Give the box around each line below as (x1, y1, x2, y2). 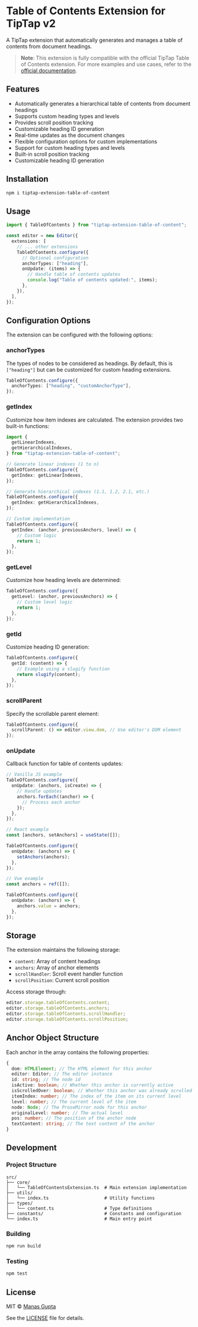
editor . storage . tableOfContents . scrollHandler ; (6, 1011, 126, 1017)
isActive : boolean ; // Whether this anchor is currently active (11, 1082, 174, 1089)
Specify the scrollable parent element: (6, 710, 100, 717)
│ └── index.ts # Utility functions (6, 1195, 155, 1201)
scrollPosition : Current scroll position (14, 977, 110, 984)
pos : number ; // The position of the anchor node (11, 1115, 136, 1121)
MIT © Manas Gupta (6, 1303, 56, 1310)
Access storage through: (6, 988, 67, 995)
